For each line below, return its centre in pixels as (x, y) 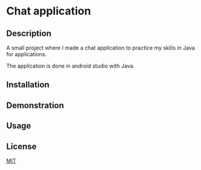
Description (29, 33)
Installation (28, 85)
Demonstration (35, 105)
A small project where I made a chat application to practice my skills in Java (101, 48)
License (21, 146)
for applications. (27, 54)
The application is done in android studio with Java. (71, 66)
